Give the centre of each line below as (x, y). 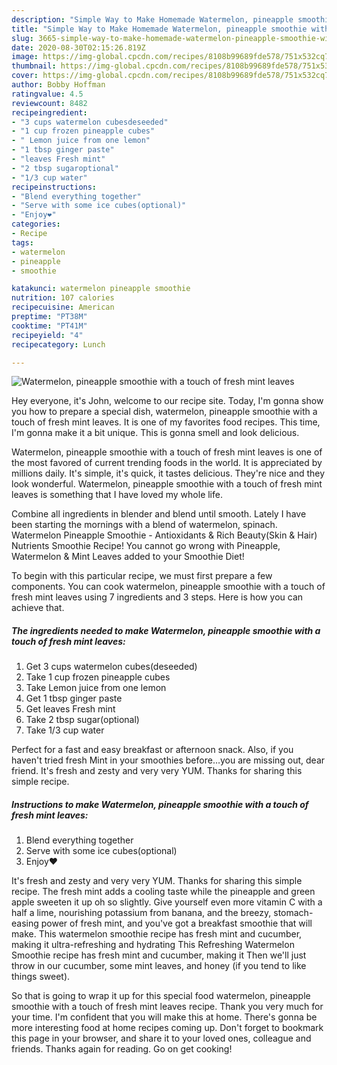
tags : (22, 242)
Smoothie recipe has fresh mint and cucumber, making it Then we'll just (159, 955)
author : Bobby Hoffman (58, 85)
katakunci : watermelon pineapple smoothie (101, 289)
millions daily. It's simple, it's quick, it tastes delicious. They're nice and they (168, 473)
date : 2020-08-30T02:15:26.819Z (78, 47)
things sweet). (41, 977)
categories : (36, 224)
